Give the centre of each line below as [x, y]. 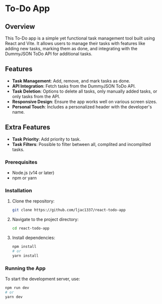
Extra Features [28, 127]
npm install [24, 246]
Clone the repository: [33, 201]
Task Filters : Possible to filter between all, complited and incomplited [81, 144]
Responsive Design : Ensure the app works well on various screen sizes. [84, 101]
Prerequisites [21, 162]
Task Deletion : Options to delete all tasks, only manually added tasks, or [85, 91]
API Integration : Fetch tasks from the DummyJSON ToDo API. [74, 86]
